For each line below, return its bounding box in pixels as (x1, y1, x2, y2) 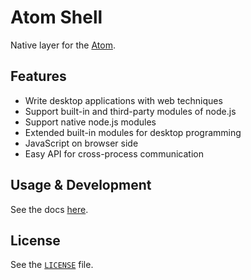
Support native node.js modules (24, 116, 157, 128)
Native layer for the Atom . (10, 39, 116, 51)
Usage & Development (10, 177, 152, 194)
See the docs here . (10, 203, 89, 215)
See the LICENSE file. (10, 259, 94, 271)
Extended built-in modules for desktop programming (24, 126, 242, 138)
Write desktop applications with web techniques (24, 94, 223, 106)
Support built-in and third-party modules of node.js (24, 105, 237, 117)
